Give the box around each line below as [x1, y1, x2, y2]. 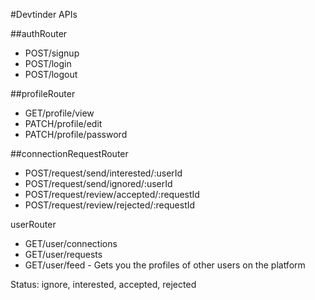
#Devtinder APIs [10, 9, 78, 20]
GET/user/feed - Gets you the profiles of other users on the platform [24, 259, 306, 271]
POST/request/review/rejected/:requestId [24, 199, 196, 211]
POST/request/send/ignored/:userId [24, 178, 173, 189]
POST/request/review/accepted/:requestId [24, 189, 200, 200]
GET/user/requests [24, 249, 103, 260]
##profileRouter [10, 88, 76, 99]
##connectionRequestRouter [10, 148, 129, 159]
